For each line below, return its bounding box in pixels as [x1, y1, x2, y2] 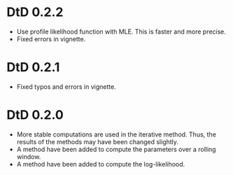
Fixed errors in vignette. [16, 34, 86, 43]
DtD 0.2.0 [6, 107, 64, 123]
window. [16, 152, 41, 161]
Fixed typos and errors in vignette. [16, 82, 116, 91]
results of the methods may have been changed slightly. [16, 137, 179, 146]
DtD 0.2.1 [6, 59, 60, 76]
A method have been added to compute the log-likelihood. [16, 160, 185, 168]
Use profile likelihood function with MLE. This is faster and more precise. [16, 27, 227, 36]
